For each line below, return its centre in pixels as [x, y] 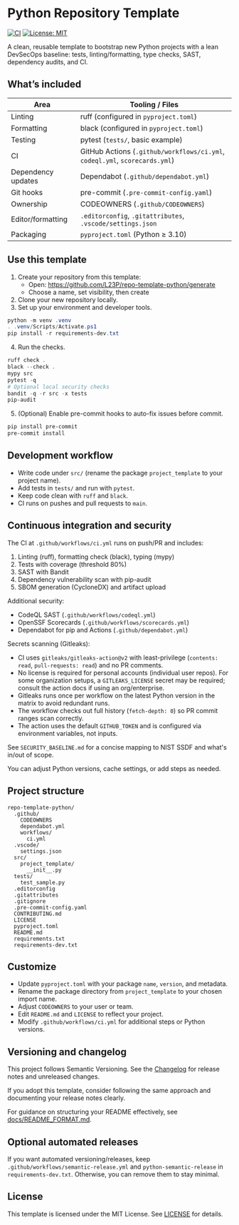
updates [25, 181]
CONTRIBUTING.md [38, 914]
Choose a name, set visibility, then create [89, 292]
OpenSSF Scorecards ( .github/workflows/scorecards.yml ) [103, 622]
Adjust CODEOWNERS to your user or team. [75, 1007]
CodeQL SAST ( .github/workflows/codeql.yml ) [86, 615]
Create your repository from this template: [79, 277]
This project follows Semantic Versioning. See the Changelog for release [114, 1069]
